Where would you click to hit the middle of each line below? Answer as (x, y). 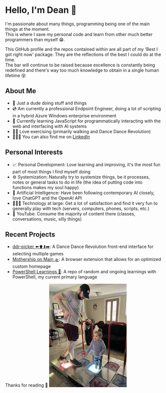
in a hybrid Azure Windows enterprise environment (64, 115)
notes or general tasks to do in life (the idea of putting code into (77, 182)
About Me (21, 91)
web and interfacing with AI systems (49, 126)
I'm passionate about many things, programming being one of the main (78, 24)
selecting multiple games (38, 254)
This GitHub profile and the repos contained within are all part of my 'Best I (82, 49)
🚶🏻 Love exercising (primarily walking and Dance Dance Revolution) (82, 131)
